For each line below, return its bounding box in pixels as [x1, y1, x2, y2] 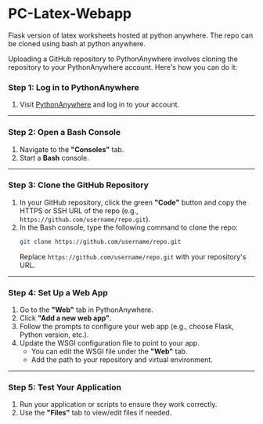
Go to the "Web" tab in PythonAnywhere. [19, 305, 154, 314]
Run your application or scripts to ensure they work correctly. [19, 400, 218, 409]
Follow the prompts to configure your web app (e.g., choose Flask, [19, 322, 235, 331]
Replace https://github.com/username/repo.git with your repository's [19, 252, 247, 261]
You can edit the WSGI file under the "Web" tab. [31, 346, 188, 356]
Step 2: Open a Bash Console [8, 127, 121, 138]
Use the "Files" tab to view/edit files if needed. [19, 408, 172, 418]
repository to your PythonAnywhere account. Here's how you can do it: [8, 62, 238, 71]
